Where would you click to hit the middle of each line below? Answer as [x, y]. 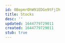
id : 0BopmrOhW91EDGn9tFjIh [33, 10]
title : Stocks [20, 14]
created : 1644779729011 [30, 28]
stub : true [16, 33]
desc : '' [14, 19]
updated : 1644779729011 [30, 23]
